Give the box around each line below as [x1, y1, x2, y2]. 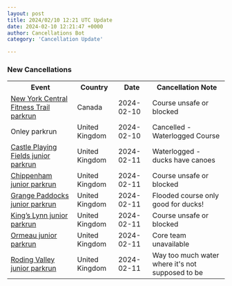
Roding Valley [10, 255, 55, 265]
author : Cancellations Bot [7, 29, 85, 37]
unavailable [152, 240, 190, 249]
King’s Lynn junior [10, 211, 68, 220]
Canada [77, 102, 102, 112]
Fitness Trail [10, 102, 50, 112]
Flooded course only [152, 191, 220, 201]
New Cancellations [7, 65, 72, 75]
